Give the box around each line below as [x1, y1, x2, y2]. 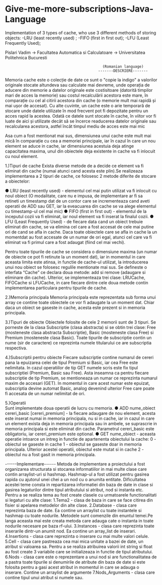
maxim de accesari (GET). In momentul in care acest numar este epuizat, [5, 380, 150, 386]
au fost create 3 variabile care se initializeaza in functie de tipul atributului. [5, 549, 153, 554]
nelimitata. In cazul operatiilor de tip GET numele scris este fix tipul [5, 364, 138, 370]
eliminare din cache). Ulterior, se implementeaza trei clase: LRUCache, [5, 275, 146, 280]
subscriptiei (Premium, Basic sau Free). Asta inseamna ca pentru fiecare [5, 370, 149, 376]
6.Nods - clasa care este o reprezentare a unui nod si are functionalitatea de [5, 554, 157, 560]
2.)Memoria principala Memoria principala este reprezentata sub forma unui [5, 294, 156, 300]
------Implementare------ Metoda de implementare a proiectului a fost [5, 461, 145, 467]
